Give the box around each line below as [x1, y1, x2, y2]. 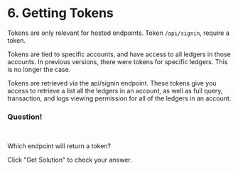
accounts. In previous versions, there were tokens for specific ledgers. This [7, 57, 228, 66]
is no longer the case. [7, 65, 71, 73]
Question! [7, 112, 43, 122]
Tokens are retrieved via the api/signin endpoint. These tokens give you [7, 78, 217, 87]
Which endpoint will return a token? [7, 142, 112, 150]
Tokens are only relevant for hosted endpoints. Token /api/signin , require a [7, 28, 229, 37]
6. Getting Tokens [7, 5, 114, 21]
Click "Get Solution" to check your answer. [7, 155, 133, 165]
